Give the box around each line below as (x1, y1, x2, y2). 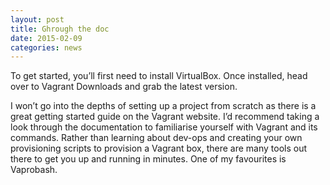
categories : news (10, 42, 83, 53)
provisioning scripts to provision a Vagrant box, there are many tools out (10, 142, 308, 155)
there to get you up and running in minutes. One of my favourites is (10, 153, 287, 165)
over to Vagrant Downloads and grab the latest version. (10, 81, 238, 93)
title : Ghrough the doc (10, 24, 110, 34)
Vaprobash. (10, 164, 58, 176)
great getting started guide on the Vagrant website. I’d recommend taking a (10, 111, 320, 123)
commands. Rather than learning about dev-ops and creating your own (10, 132, 303, 144)
